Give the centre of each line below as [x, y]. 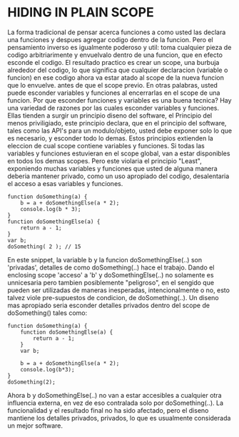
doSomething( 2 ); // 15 [44, 247]
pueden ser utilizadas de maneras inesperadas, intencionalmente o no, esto [119, 290]
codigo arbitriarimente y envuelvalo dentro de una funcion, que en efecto [115, 55]
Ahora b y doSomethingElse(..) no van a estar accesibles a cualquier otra [115, 395]
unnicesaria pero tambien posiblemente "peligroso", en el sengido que [111, 282]
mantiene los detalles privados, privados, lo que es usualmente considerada [119, 418]
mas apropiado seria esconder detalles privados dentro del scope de [109, 305]
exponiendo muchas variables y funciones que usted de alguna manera [112, 168]
